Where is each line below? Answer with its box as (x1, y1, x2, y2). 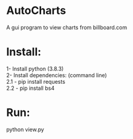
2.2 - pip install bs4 (6, 84, 55, 92)
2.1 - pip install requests (6, 78, 65, 85)
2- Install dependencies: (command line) (6, 71, 107, 79)
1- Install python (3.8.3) (6, 65, 64, 72)
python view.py (6, 126, 44, 133)
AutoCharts (6, 4, 66, 18)
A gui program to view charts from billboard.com (6, 24, 128, 31)
